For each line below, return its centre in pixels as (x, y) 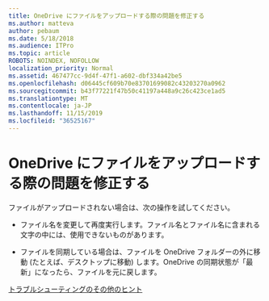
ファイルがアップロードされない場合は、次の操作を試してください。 (122, 207)
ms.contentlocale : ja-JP (50, 106)
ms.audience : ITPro (41, 46)
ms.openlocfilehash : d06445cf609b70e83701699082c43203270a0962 (117, 83)
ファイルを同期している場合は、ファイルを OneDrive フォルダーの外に (137, 252)
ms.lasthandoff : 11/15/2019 (56, 114)
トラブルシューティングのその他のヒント (76, 289)
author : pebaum (34, 31)
